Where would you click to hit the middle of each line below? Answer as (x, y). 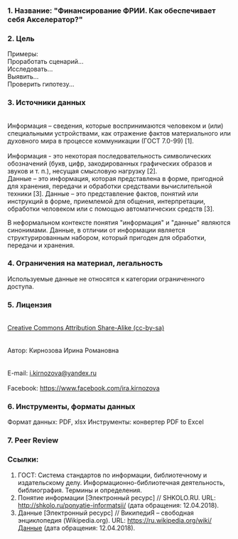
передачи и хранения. (41, 245)
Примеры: (23, 54)
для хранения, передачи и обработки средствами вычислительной (110, 186)
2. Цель (21, 38)
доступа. (21, 286)
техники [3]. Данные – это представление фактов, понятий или (103, 193)
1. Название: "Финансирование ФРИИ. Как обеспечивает (112, 11)
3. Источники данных (47, 103)
